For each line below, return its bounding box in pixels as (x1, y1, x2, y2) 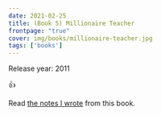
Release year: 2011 (8, 64, 70, 73)
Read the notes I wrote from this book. (8, 98, 135, 109)
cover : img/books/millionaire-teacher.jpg (8, 34, 153, 43)
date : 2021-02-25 (8, 11, 67, 20)
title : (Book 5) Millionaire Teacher (8, 19, 135, 27)
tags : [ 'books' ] (8, 42, 63, 50)
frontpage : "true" (8, 27, 70, 35)
